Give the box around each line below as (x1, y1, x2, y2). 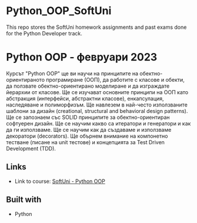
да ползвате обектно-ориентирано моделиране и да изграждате (6, 82, 170, 89)
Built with (6, 195, 42, 205)
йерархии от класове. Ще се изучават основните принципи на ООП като (6, 88, 189, 95)
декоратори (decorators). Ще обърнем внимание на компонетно (6, 132, 168, 139)
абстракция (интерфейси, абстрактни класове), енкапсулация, (6, 95, 164, 102)
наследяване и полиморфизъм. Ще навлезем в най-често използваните (6, 101, 188, 108)
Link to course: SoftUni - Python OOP (14, 178, 106, 185)
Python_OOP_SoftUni (6, 4, 112, 18)
